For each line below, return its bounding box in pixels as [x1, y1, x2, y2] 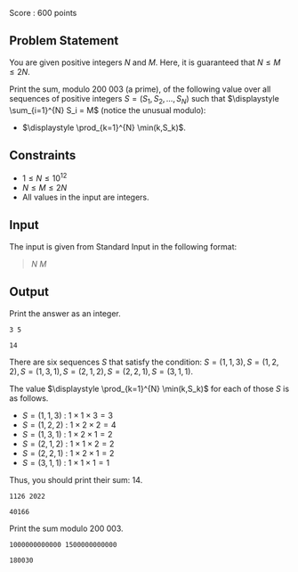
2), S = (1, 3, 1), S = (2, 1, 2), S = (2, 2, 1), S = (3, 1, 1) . [9, 365, 194, 377]
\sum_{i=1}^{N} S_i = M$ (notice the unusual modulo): [9, 104, 206, 115]
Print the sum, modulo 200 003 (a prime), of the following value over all [9, 84, 271, 94]
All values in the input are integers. [21, 192, 149, 203]
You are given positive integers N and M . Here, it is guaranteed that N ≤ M [9, 57, 281, 68]
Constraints [9, 148, 77, 163]
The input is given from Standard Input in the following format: [9, 241, 238, 252]
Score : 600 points [9, 8, 77, 18]
